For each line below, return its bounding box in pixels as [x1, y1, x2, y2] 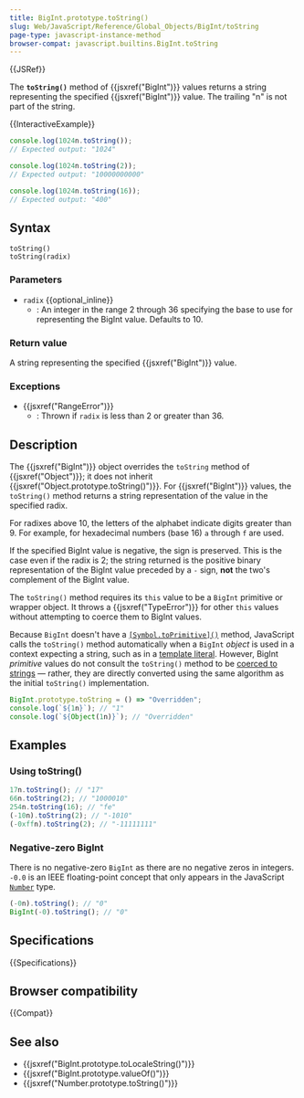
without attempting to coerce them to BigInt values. [9, 611, 203, 622]
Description [9, 437, 78, 452]
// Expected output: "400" [9, 195, 112, 204]
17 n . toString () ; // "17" [9, 786, 104, 795]
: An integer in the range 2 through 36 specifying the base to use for [36, 303, 294, 315]
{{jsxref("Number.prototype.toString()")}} [22, 1078, 178, 1089]
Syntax [9, 220, 51, 236]
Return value [9, 336, 68, 349]
